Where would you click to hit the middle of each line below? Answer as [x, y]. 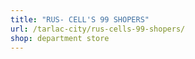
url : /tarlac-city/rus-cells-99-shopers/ [98, 29]
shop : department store [60, 38]
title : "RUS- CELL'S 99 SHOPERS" [80, 19]
